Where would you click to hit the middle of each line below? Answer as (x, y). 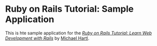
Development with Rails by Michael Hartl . (47, 38)
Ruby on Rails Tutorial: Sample (69, 9)
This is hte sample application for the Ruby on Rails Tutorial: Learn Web (78, 33)
